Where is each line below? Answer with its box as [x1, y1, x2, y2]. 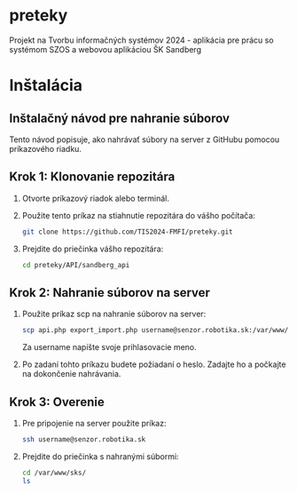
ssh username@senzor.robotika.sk [21, 435, 146, 444]
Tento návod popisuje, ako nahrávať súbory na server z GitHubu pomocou [9, 134, 280, 145]
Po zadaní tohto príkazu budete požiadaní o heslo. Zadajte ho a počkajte [21, 359, 286, 370]
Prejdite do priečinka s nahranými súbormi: [21, 450, 179, 462]
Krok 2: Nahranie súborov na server [9, 285, 211, 300]
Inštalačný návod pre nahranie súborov [9, 110, 231, 125]
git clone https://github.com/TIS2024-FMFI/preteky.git [21, 227, 233, 236]
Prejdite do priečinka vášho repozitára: [21, 243, 164, 254]
